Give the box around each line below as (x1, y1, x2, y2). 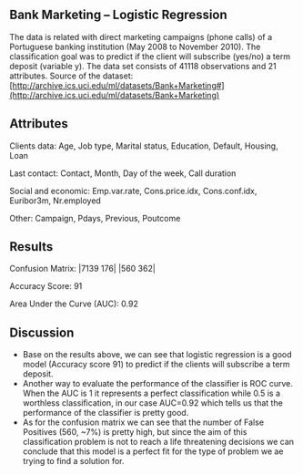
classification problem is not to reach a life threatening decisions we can (22, 437, 294, 448)
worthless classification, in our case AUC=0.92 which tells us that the (22, 398, 284, 408)
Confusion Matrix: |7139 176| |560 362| (9, 263, 157, 274)
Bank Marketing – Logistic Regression (9, 7, 227, 23)
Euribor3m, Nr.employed (9, 195, 102, 206)
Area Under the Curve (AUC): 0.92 (9, 298, 138, 309)
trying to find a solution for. (22, 456, 125, 467)
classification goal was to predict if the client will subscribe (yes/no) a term (9, 50, 291, 62)
